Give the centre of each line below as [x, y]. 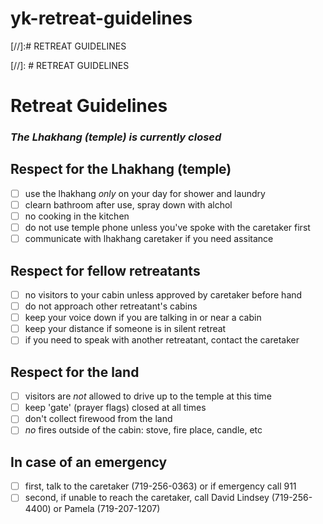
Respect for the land [75, 372]
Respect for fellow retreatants [105, 270]
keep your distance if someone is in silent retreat [125, 329]
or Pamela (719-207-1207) [107, 509]
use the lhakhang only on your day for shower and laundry [145, 193]
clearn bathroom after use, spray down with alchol [128, 204]
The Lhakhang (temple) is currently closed [116, 137]
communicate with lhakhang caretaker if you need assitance [149, 239]
